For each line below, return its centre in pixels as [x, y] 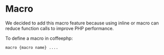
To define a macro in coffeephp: [39, 38]
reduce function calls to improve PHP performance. [60, 28]
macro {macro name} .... [32, 47]
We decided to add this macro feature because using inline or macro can [82, 23]
